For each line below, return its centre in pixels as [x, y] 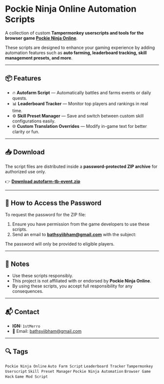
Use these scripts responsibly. [42, 276]
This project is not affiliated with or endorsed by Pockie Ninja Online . [82, 281]
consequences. [28, 291]
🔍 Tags [17, 352]
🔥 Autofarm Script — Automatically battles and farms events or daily [82, 92]
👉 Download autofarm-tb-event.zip [43, 181]
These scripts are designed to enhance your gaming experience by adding [80, 47]
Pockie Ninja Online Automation [71, 9]
